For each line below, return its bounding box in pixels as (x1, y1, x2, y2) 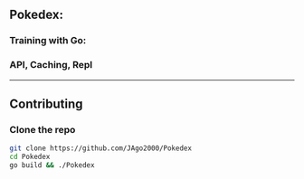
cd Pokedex (9, 153, 51, 162)
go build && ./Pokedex (9, 161, 95, 170)
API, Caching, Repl (9, 59, 93, 71)
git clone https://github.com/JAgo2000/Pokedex (9, 144, 193, 153)
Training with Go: (9, 34, 87, 47)
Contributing (9, 97, 83, 111)
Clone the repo (9, 123, 76, 136)
